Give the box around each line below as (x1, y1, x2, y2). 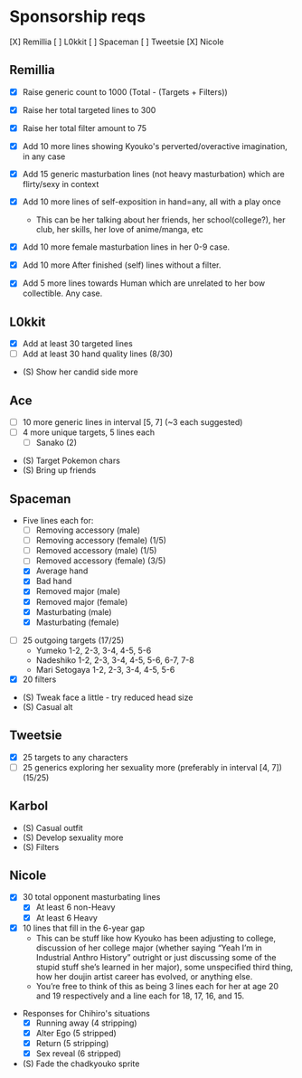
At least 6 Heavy (35, 912, 98, 923)
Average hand (35, 565, 89, 576)
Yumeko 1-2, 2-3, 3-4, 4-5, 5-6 (35, 645, 152, 656)
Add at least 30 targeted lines (22, 338, 133, 349)
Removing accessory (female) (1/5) (35, 535, 167, 546)
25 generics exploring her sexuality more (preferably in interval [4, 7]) (22, 761, 283, 772)
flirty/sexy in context (22, 179, 99, 190)
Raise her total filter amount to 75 (22, 122, 147, 133)
